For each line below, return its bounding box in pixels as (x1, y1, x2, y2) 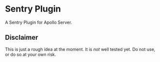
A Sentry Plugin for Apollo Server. (5, 19, 72, 25)
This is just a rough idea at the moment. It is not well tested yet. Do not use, (5, 46, 156, 52)
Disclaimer (5, 33, 38, 42)
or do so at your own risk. (5, 51, 56, 57)
